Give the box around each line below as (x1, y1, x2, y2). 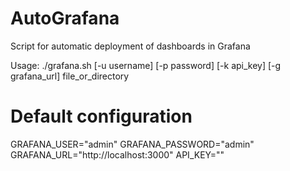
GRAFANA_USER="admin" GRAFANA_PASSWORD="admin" (10, 138, 255, 150)
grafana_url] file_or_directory (10, 70, 130, 82)
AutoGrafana (10, 7, 120, 30)
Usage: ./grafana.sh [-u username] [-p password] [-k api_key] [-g (10, 59, 282, 71)
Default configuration (10, 105, 193, 128)
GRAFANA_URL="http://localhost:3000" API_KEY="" (10, 148, 225, 161)
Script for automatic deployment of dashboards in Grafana (10, 40, 251, 52)
